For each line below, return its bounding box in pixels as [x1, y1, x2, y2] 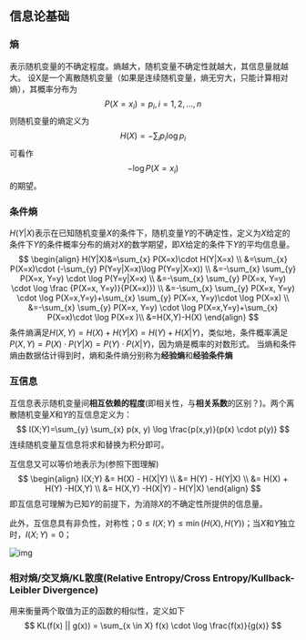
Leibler [9, 584, 41, 596]
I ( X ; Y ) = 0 [25, 529, 65, 540]
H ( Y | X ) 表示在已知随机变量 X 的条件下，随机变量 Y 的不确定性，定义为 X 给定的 [9, 228, 291, 239]
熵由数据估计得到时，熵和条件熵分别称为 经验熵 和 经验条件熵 [9, 350, 233, 361]
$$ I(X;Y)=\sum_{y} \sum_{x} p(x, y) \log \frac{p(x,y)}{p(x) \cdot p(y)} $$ [15, 423, 290, 434]
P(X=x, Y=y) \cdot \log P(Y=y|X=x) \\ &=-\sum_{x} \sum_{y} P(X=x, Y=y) [19, 273, 287, 284]
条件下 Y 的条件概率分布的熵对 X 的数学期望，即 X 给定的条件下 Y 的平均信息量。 [9, 239, 295, 250]
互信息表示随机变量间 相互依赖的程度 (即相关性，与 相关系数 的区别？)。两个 [9, 397, 287, 408]
